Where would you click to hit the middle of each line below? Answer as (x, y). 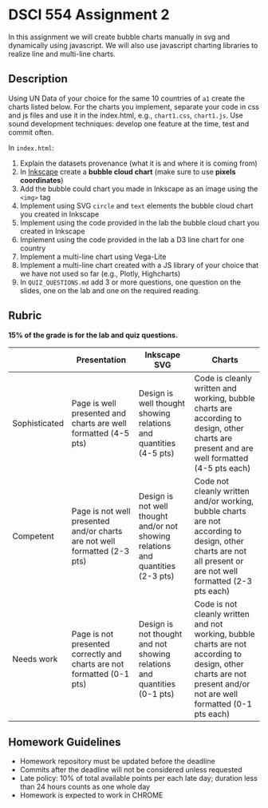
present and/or (222, 683)
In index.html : (31, 147)
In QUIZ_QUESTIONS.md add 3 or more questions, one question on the (130, 282)
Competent (33, 535)
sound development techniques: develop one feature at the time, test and (129, 123)
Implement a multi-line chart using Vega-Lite (93, 257)
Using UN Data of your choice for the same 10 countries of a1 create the (127, 98)
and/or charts (97, 531)
